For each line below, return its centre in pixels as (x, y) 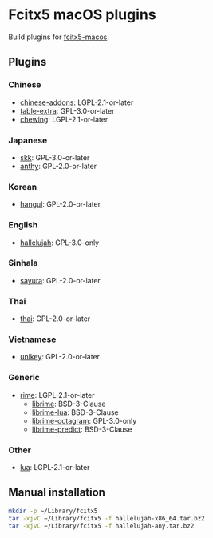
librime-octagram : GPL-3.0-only (84, 420)
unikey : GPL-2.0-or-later (60, 357)
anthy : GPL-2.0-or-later (58, 166)
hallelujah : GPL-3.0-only (59, 243)
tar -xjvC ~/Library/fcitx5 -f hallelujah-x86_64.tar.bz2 (106, 518)
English (23, 225)
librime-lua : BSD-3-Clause (75, 412)
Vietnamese (32, 339)
